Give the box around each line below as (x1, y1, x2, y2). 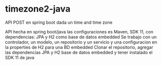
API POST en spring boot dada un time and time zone (5, 19, 113, 25)
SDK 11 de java (5, 54, 35, 60)
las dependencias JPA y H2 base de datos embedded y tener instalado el (5, 49, 153, 55)
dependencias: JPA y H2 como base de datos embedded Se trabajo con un (5, 34, 157, 40)
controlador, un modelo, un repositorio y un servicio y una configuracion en (5, 39, 158, 45)
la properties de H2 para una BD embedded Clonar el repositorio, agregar (5, 44, 153, 50)
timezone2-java (5, 3, 71, 15)
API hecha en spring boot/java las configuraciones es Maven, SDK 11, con (5, 29, 153, 34)
